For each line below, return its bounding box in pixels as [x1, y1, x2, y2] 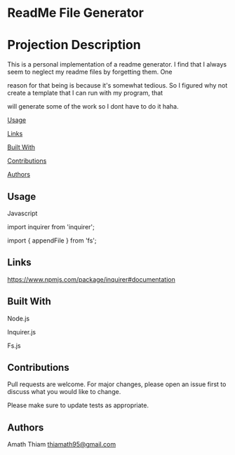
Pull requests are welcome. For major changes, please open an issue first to [7, 380, 227, 388]
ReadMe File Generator [7, 5, 144, 21]
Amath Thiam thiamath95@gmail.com [7, 440, 116, 449]
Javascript [7, 209, 38, 217]
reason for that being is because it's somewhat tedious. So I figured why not [7, 81, 228, 90]
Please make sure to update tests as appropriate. [7, 401, 149, 409]
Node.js [7, 314, 30, 322]
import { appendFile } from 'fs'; [7, 236, 97, 245]
